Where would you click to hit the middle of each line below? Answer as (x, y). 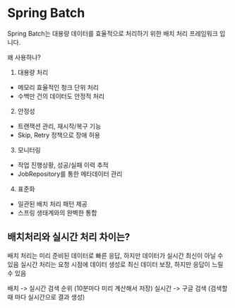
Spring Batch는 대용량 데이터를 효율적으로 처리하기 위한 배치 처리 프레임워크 (113, 33)
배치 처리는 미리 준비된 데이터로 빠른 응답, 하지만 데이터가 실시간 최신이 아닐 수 (115, 255)
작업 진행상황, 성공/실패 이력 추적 (63, 165)
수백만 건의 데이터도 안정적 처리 (61, 96)
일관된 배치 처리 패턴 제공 (53, 203)
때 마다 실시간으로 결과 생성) (46, 297)
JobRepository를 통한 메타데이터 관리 (70, 174)
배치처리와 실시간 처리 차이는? (69, 237)
